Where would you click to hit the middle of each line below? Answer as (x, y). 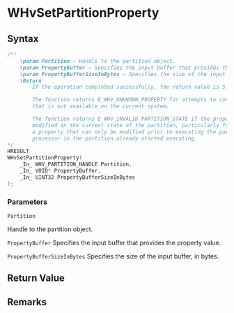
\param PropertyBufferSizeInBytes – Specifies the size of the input (123, 74)
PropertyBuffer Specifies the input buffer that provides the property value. (114, 242)
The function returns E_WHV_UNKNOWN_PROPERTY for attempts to (124, 100)
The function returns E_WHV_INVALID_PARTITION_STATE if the (121, 119)
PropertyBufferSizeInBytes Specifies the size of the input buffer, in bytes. (113, 256)
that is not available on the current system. (101, 106)
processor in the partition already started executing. (115, 138)
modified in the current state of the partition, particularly (126, 125)
